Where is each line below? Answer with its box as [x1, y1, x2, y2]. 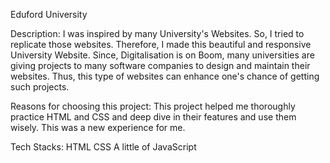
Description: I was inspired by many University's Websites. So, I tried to [10, 28, 305, 39]
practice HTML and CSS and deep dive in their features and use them [10, 111, 297, 123]
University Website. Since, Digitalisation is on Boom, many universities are [10, 49, 315, 61]
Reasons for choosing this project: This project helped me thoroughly [10, 100, 296, 112]
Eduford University [10, 9, 88, 20]
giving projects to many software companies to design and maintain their [10, 60, 311, 71]
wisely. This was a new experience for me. [10, 122, 186, 133]
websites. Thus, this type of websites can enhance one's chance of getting [10, 70, 320, 82]
